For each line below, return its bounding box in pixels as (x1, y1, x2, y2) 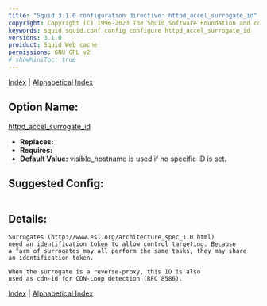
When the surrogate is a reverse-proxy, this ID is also (8, 268, 201, 276)
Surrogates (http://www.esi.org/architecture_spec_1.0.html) (8, 233, 215, 242)
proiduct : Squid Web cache (8, 41, 98, 49)
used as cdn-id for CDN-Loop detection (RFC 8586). (8, 275, 183, 283)
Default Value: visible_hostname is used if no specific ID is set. (19, 154, 227, 163)
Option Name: (8, 101, 79, 114)
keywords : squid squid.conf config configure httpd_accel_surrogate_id (8, 26, 250, 34)
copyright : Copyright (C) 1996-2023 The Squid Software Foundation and (8, 19, 250, 27)
